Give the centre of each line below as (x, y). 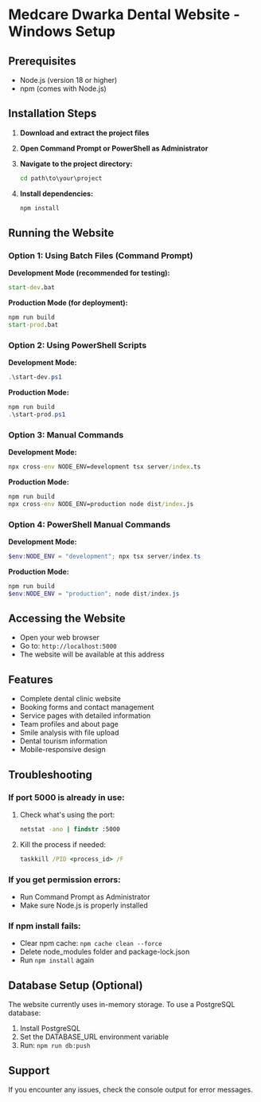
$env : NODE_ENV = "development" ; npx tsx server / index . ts (105, 557)
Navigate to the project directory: (76, 163)
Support (29, 1071)
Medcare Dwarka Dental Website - (124, 15)
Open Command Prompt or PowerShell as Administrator (114, 148)
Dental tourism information (63, 741)
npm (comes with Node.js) (63, 88)
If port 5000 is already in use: (66, 797)
